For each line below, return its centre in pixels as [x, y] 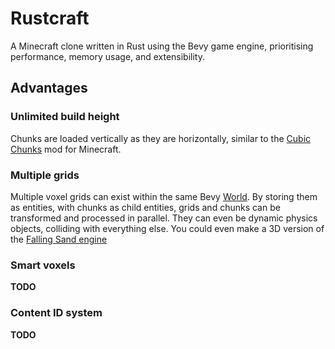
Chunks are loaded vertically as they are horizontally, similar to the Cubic [161, 138]
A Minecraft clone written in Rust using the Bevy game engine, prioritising [162, 46]
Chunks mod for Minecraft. [66, 149]
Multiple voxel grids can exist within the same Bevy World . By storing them [164, 196]
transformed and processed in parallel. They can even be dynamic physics [164, 218]
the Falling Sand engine [59, 239]
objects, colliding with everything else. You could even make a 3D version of [167, 228]
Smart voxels [43, 265]
